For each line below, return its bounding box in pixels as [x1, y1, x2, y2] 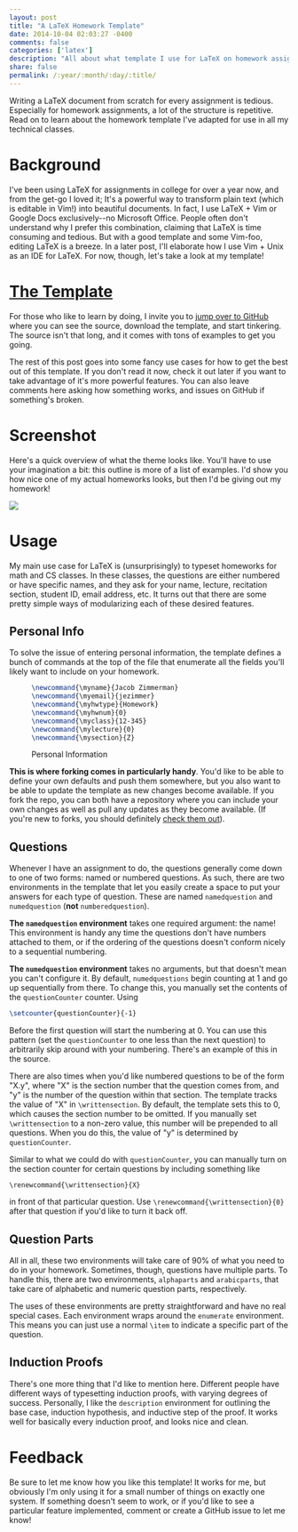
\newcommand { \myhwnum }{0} [31, 708, 127, 717]
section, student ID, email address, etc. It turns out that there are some [9, 589, 267, 599]
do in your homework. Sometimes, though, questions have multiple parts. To [9, 1264, 288, 1275]
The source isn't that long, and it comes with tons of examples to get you [9, 330, 276, 341]
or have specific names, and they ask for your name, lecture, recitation [9, 579, 268, 590]
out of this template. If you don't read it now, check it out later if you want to [9, 365, 286, 376]
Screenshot [9, 425, 97, 445]
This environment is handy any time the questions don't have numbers [9, 927, 267, 938]
